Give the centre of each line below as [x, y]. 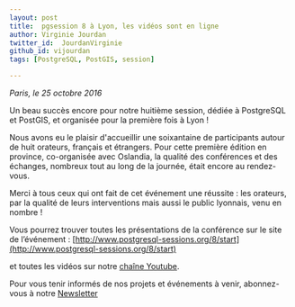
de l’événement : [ [43, 239]
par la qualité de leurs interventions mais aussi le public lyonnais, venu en [145, 203]
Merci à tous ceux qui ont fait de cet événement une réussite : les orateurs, [148, 193]
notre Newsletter [67, 293]
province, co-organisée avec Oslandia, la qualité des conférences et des [143, 157]
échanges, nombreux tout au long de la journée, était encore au [127, 166]
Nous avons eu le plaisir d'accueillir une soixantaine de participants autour [147, 137]
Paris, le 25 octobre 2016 [56, 93]
